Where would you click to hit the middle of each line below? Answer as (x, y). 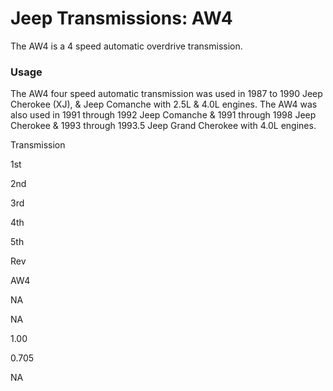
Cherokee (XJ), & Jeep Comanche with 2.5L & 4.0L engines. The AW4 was (164, 104)
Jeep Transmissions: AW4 (121, 18)
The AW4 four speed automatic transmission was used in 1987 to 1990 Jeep (166, 94)
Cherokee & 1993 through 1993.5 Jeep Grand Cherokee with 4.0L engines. (163, 126)
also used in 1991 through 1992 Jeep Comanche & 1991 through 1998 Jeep (163, 115)
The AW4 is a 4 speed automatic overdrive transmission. (126, 46)
